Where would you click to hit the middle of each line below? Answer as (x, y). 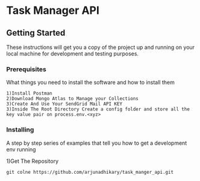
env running (21, 149)
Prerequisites (26, 69)
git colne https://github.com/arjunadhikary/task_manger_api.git (90, 172)
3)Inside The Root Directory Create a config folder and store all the (98, 109)
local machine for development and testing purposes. (73, 54)
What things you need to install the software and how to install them (90, 83)
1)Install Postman (29, 94)
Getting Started (36, 33)
